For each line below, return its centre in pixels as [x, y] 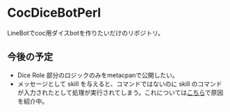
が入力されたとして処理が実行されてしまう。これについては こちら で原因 [120, 93]
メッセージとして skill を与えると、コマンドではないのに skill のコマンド [120, 83]
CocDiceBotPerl [54, 13]
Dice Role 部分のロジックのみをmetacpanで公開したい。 [98, 75]
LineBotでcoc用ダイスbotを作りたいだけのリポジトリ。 [86, 33]
